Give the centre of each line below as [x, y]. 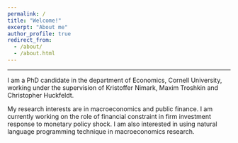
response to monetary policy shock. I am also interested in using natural [112, 124]
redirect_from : [30, 40]
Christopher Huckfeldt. [41, 95]
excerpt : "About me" [38, 27]
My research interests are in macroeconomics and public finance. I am [110, 109]
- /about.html [34, 54]
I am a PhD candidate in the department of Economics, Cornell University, [115, 80]
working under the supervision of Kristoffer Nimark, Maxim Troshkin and [113, 87]
